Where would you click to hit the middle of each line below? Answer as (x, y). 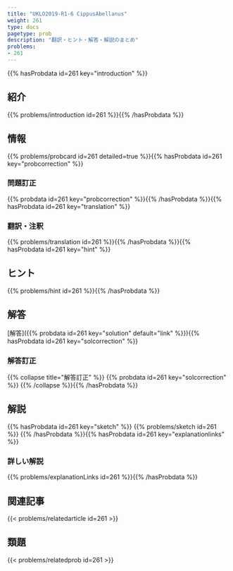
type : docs (23, 27)
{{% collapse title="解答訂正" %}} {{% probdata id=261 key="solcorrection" (117, 378)
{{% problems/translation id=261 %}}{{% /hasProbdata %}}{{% (99, 242)
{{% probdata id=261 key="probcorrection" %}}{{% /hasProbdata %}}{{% (115, 199)
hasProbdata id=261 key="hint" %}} (59, 250)
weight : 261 (25, 20)
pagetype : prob (30, 34)
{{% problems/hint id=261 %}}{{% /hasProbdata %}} (84, 291)
